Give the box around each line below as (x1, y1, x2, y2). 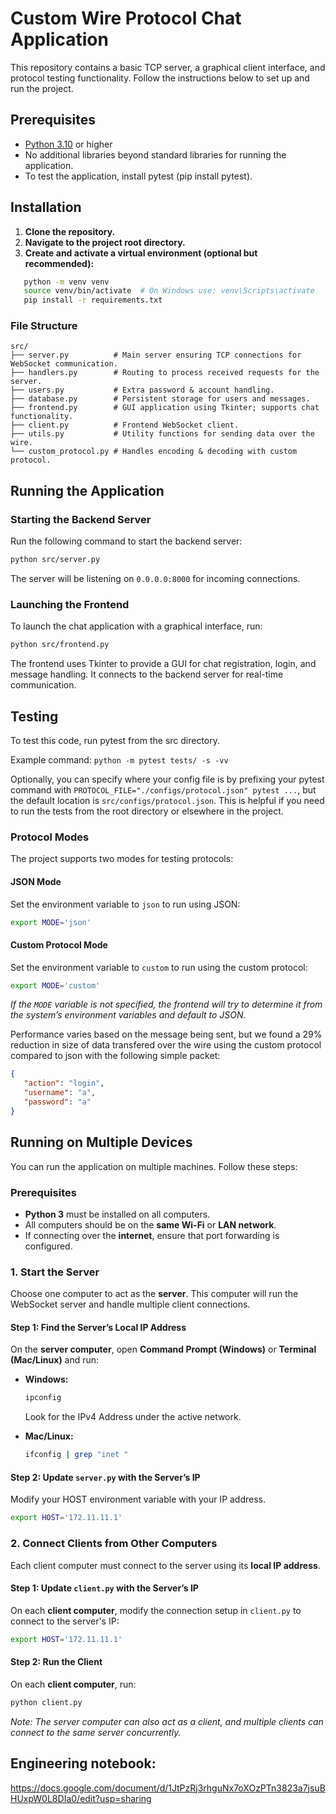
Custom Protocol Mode (10, 939, 108, 951)
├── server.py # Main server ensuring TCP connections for (10, 350, 302, 361)
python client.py (10, 1697, 83, 1707)
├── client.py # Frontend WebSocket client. (10, 420, 240, 431)
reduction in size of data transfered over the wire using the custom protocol (10, 1039, 322, 1051)
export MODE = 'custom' (10, 980, 101, 991)
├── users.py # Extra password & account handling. (10, 385, 275, 396)
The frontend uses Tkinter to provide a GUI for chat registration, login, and (10, 658, 317, 670)
